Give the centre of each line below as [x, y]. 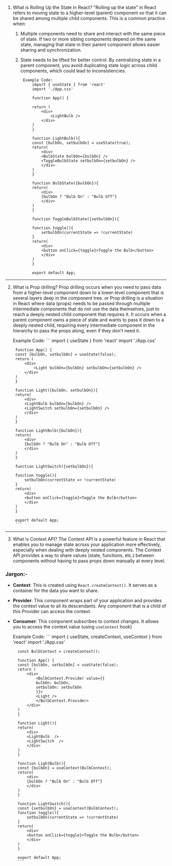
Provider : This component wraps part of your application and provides [87, 601]
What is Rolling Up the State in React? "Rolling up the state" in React [84, 7]
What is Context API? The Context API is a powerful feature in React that [89, 539]
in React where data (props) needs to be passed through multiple [81, 303]
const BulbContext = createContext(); [59, 652]
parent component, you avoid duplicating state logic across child [89, 65]
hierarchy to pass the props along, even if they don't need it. [77, 331]
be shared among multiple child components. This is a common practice [89, 18]
